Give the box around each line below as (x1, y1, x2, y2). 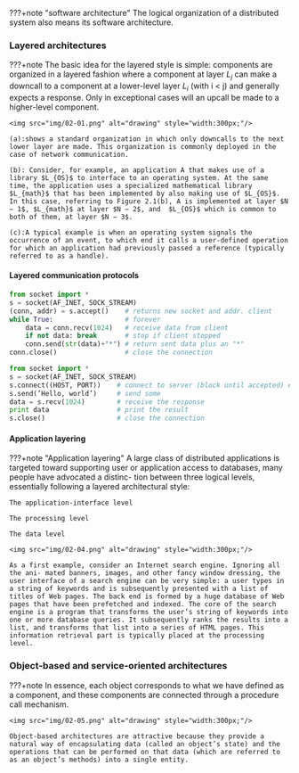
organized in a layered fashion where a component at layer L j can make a (9, 69, 278, 82)
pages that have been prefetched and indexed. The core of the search (9, 600, 277, 609)
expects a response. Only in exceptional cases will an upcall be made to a (9, 92, 279, 103)
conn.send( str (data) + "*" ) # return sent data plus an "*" (25, 340, 245, 349)
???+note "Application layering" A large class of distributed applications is (9, 453, 280, 464)
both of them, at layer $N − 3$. (9, 212, 133, 221)
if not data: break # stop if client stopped (25, 332, 221, 341)
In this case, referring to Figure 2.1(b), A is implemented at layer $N (9, 196, 289, 206)
